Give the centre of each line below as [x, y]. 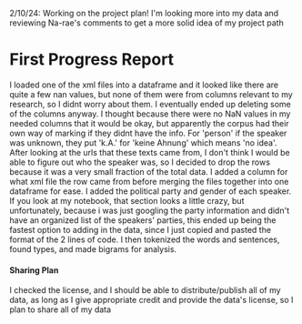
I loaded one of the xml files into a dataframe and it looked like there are [144, 85]
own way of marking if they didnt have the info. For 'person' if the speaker [148, 133]
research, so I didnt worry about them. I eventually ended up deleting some [150, 104]
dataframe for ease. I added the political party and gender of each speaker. [151, 191]
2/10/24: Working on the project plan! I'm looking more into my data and [144, 13]
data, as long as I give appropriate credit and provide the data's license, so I [151, 300]
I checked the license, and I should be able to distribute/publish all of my [145, 290]
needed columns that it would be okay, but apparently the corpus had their [149, 123]
